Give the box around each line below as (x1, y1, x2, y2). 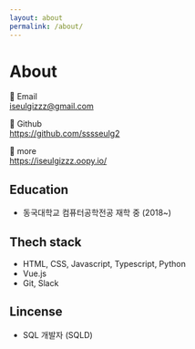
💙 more (9, 146, 36, 157)
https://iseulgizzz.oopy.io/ (9, 156, 108, 167)
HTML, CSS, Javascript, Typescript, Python (22, 259, 187, 270)
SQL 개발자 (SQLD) (22, 329, 93, 340)
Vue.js (22, 268, 47, 279)
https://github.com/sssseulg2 (9, 128, 120, 139)
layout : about (9, 13, 64, 23)
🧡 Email (9, 91, 38, 102)
